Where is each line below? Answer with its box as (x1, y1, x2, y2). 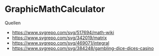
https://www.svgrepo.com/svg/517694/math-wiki (12, 29, 114, 35)
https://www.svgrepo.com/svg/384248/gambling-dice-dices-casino (12, 45, 154, 51)
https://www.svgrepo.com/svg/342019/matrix (12, 35, 107, 41)
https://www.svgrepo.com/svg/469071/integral (12, 40, 109, 46)
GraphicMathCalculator (5, 3, 105, 15)
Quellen (5, 20, 21, 26)
